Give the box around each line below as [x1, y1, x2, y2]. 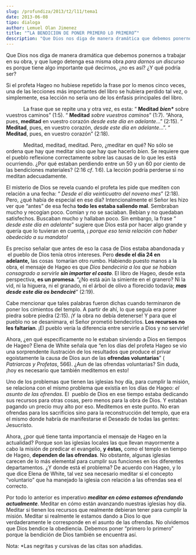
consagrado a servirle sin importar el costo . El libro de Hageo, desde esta [6, 270, 185, 276]
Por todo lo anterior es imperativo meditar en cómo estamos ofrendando [6, 494, 184, 501]
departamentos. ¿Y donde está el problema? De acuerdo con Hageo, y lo [6, 464, 181, 471]
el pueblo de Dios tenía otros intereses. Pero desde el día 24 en [7, 251, 160, 258]
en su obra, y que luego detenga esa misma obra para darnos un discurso [6, 58, 185, 65]
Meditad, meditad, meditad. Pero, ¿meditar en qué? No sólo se [23, 141, 174, 148]
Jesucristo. [6, 422, 33, 428]
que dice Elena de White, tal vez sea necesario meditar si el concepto [6, 470, 173, 477]
